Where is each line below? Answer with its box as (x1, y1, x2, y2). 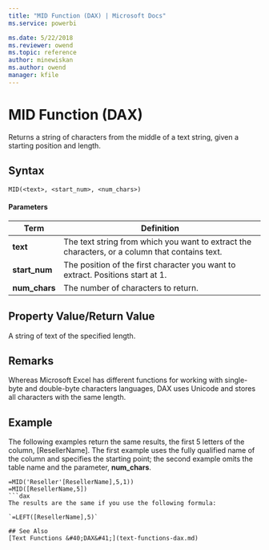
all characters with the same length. (8, 393, 126, 402)
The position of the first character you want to (63, 259, 236, 270)
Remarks (8, 354, 54, 368)
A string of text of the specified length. (8, 331, 136, 340)
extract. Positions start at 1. (63, 269, 167, 280)
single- (224, 375, 248, 385)
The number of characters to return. (63, 282, 199, 293)
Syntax (8, 164, 45, 177)
